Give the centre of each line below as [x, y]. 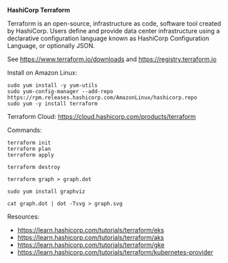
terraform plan [29, 149]
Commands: [25, 130]
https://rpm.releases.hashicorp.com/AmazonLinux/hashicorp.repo [102, 97]
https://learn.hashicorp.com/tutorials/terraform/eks [91, 230]
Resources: [23, 216]
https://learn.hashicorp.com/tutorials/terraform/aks [91, 237]
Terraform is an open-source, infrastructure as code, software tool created [114, 23]
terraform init [29, 143]
